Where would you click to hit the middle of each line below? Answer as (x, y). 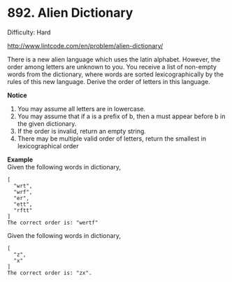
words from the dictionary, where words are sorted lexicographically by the (115, 74)
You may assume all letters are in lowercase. (81, 108)
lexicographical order (48, 146)
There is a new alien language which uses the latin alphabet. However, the (114, 59)
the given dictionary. (47, 123)
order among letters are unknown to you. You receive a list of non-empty (112, 66)
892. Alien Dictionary (70, 13)
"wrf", (23, 192)
